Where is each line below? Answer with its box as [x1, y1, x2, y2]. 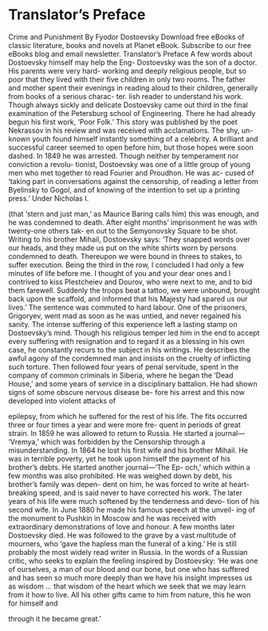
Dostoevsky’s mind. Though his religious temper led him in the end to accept [8, 328, 260, 337]
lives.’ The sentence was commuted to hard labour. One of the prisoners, [8, 302, 248, 312]
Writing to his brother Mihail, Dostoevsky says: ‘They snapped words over [8, 234, 251, 244]
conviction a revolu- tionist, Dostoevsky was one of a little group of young [8, 159, 251, 169]
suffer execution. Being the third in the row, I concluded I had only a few [8, 260, 245, 270]
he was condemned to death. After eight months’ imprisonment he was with [8, 218, 258, 227]
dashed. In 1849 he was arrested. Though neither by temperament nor [8, 150, 239, 161]
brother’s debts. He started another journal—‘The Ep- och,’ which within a [8, 462, 250, 472]
